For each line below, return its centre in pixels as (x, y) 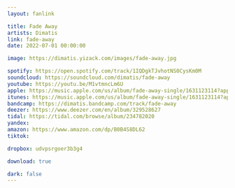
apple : (17, 91)
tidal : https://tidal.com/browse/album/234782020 (81, 117)
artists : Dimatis (33, 33)
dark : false (24, 174)
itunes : (19, 97)
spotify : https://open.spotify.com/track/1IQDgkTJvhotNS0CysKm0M (104, 71)
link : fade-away (31, 39)
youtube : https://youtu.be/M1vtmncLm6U (65, 84)
